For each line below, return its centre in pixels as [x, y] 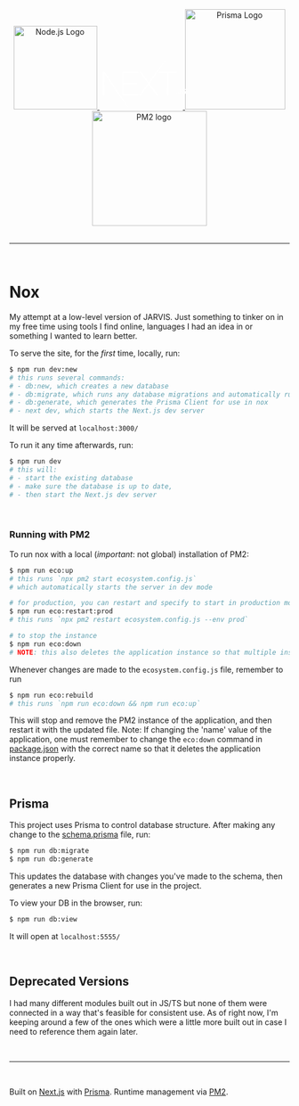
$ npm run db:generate [51, 859]
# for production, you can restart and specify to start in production [145, 603]
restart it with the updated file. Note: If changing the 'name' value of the [141, 730]
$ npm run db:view [43, 920]
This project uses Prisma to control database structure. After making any [142, 825]
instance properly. [42, 758]
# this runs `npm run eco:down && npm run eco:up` [105, 703]
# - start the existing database [71, 478]
